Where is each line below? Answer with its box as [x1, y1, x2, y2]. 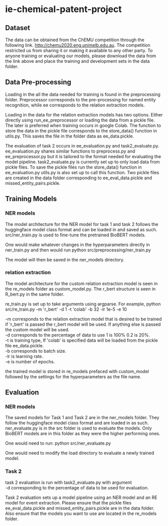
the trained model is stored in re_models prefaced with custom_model [5, 368, 149, 374]
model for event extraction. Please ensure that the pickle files [5, 499, 131, 505]
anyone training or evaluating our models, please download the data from [5, 53, 156, 59]
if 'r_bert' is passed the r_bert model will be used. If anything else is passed [5, 321, 161, 327]
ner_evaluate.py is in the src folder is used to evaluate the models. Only [5, 425, 152, 431]
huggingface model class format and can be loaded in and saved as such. [5, 226, 157, 232]
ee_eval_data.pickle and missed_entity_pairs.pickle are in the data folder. [5, 505, 155, 511]
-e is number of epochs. [5, 358, 55, 364]
